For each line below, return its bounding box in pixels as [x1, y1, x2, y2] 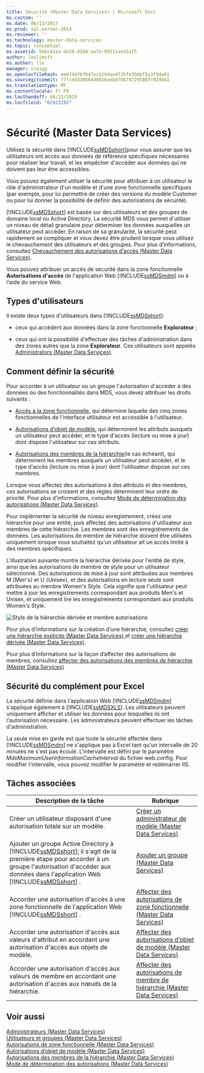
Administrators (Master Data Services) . [15, 348, 113, 356]
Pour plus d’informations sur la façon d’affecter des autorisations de [6, 650, 176, 658]
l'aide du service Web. [6, 278, 63, 286]
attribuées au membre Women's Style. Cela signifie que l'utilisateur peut [6, 583, 187, 590]
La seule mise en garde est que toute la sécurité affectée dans [6, 735, 162, 742]
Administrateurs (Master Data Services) [6, 1027, 105, 1035]
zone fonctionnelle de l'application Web [9, 902, 123, 911]
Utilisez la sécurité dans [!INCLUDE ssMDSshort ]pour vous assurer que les [6, 146, 192, 153]
